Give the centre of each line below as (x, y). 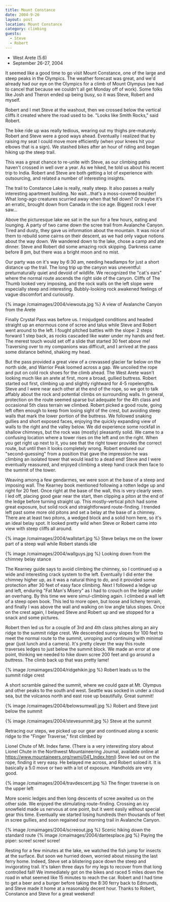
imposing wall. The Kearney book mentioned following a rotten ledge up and (85, 485)
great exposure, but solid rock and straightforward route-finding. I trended (83, 506)
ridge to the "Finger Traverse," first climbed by (54, 736)
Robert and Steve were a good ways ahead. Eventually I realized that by (80, 136)
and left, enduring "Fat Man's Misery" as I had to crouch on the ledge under (84, 590)
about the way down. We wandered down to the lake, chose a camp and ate (84, 241)
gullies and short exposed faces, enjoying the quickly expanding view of (81, 421)
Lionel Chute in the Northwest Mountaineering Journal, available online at (82, 751)
